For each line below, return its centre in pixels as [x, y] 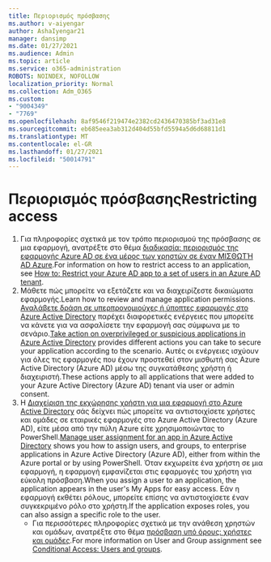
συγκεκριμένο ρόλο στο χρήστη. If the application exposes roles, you [135, 506]
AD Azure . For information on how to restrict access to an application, [135, 265]
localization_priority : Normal [61, 84]
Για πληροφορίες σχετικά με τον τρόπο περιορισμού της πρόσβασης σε [140, 239]
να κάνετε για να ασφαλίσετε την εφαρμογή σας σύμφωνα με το [130, 325]
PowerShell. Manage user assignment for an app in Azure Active [126, 437]
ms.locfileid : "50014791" [52, 159]
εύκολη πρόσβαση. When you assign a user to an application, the [128, 480]
